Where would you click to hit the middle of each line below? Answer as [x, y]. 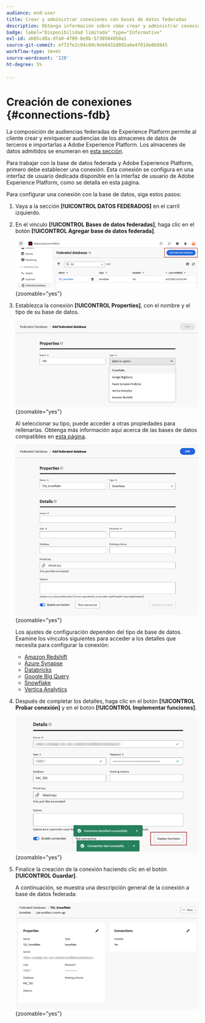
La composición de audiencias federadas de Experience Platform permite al [102, 132]
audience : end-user [31, 13]
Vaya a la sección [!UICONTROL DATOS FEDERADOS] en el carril [97, 206]
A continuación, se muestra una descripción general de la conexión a [102, 888]
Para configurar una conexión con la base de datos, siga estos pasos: [94, 194]
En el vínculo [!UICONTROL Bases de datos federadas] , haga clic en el [105, 225]
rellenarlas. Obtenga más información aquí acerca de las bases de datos [106, 430]
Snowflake [38, 683]
